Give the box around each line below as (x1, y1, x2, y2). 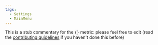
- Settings (9, 12, 32, 16)
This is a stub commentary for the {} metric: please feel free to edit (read (5, 30, 154, 35)
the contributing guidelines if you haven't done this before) (5, 34, 125, 40)
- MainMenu (9, 16, 32, 21)
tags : (5, 7, 16, 12)
